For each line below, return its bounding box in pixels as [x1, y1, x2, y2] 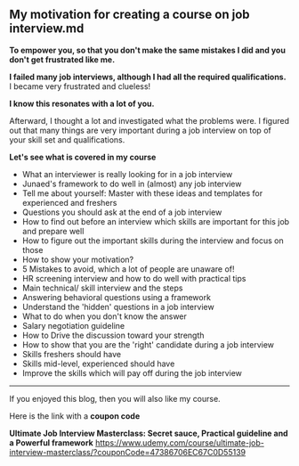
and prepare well [21, 225, 85, 236]
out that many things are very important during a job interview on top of [9, 125, 271, 135]
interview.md [9, 21, 85, 37]
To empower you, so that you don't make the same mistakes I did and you [9, 45, 287, 55]
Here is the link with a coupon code [9, 410, 141, 421]
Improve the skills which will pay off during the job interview [21, 367, 243, 378]
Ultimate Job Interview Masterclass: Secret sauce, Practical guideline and [9, 428, 288, 438]
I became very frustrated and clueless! [9, 80, 151, 92]
